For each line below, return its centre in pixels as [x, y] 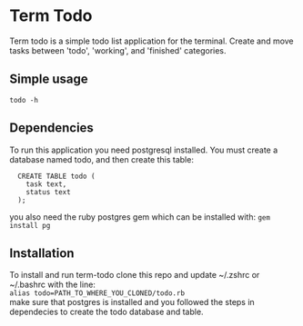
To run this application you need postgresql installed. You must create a [144, 150]
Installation [42, 253]
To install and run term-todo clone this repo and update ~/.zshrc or [135, 275]
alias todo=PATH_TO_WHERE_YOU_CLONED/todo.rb [97, 293]
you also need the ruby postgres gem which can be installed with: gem [140, 217]
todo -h [24, 100]
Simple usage [49, 79]
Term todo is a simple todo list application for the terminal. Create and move [151, 41]
